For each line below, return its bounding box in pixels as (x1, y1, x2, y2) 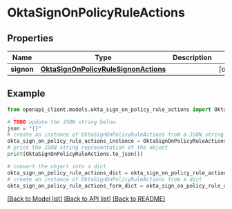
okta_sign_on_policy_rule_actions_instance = (7, 138, 140, 145)
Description (172, 53, 213, 62)
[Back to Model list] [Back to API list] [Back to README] (7, 195, 166, 203)
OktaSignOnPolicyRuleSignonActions (40, 64, 166, 74)
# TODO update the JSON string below (7, 119, 116, 126)
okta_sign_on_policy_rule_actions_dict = (7, 169, 128, 177)
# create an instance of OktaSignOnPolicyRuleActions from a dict (7, 176, 202, 183)
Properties (7, 32, 54, 44)
